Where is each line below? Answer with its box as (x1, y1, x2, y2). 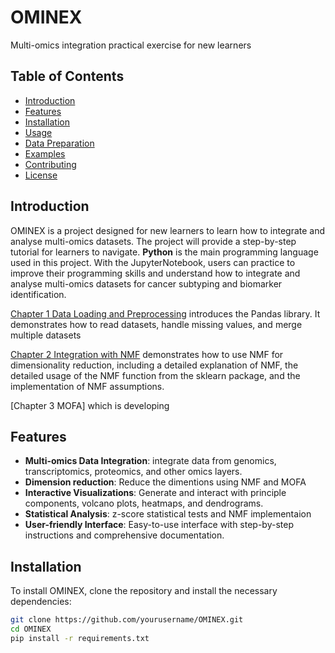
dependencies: (10, 596, 72, 608)
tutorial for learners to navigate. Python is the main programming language (10, 246, 319, 258)
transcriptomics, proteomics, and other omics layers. (24, 466, 243, 478)
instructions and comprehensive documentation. (24, 529, 225, 541)
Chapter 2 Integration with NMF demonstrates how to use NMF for (10, 348, 284, 360)
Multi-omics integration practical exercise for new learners (10, 39, 252, 51)
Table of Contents (10, 68, 125, 85)
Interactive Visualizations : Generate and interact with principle (24, 487, 287, 499)
